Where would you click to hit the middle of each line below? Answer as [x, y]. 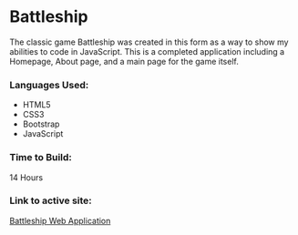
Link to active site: [51, 200]
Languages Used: [49, 85]
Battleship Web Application [60, 220]
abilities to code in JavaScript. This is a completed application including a [147, 51]
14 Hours [26, 177]
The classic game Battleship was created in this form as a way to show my [149, 42]
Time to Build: [41, 158]
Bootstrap [41, 124]
